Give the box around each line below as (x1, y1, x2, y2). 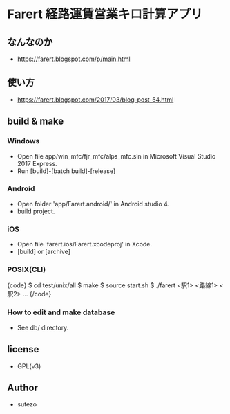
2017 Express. (17, 159, 57, 168)
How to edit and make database (7, 307, 115, 317)
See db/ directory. (17, 323, 69, 332)
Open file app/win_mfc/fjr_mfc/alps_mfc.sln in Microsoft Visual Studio (17, 152, 216, 160)
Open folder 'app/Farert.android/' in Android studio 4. (17, 199, 170, 208)
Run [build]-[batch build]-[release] (17, 167, 116, 175)
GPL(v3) (17, 361, 41, 370)
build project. (17, 207, 55, 215)
